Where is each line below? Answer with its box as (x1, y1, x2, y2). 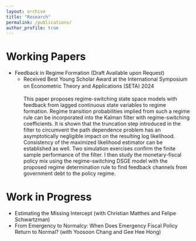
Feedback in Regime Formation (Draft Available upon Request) (14, 70, 165, 77)
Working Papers (6, 50, 86, 63)
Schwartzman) (14, 216, 50, 223)
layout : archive (6, 8, 46, 15)
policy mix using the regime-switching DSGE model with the (23, 157, 168, 164)
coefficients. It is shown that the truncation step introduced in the (23, 120, 181, 128)
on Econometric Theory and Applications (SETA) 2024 (23, 82, 154, 89)
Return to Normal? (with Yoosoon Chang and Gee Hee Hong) (14, 229, 161, 236)
